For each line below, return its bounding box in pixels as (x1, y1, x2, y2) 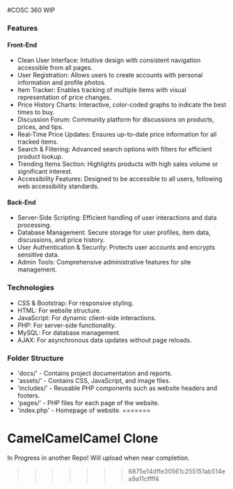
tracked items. (17, 137, 59, 146)
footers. (17, 391, 40, 400)
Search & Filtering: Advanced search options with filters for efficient (17, 145, 212, 153)
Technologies (7, 283, 54, 292)
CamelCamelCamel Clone (7, 430, 159, 446)
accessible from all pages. (17, 63, 93, 72)
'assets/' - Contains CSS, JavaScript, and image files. (17, 376, 171, 384)
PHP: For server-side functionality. (17, 321, 116, 329)
